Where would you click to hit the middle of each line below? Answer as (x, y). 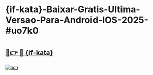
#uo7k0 (22, 31)
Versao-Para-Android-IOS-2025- (77, 20)
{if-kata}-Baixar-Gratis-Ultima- (73, 9)
